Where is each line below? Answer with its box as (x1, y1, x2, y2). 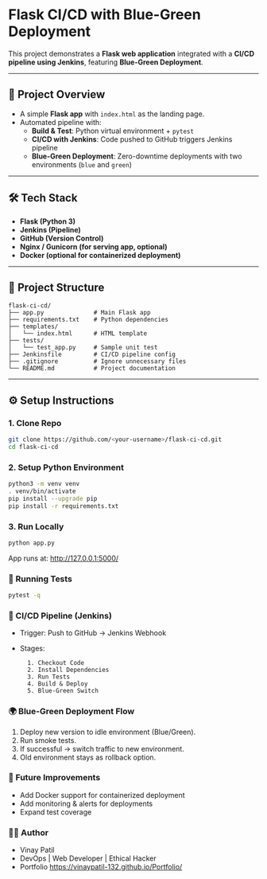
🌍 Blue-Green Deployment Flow (8, 706, 135, 717)
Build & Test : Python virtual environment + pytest (31, 126, 195, 135)
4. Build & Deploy (27, 680, 88, 688)
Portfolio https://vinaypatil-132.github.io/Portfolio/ (19, 862, 183, 872)
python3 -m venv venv (8, 480, 80, 488)
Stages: (19, 643, 45, 654)
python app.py (8, 539, 56, 547)
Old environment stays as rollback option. (19, 752, 157, 762)
